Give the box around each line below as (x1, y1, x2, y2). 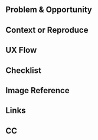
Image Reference (5, 85, 70, 96)
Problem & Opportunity (5, 5, 93, 15)
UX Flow (5, 45, 37, 55)
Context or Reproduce (5, 25, 89, 35)
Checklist (5, 65, 42, 75)
